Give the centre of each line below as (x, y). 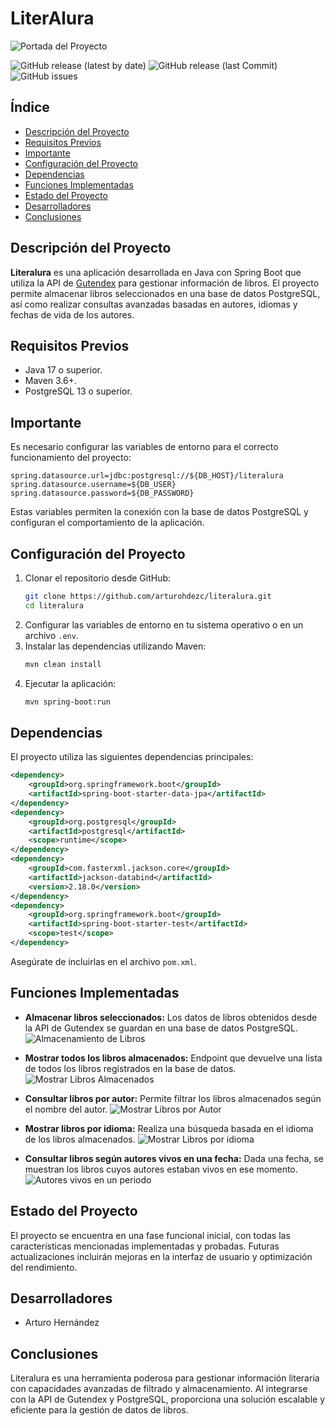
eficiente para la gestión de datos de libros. (99, 1410)
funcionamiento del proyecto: (71, 458)
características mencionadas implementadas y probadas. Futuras (145, 1246)
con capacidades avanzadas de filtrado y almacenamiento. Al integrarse (159, 1389)
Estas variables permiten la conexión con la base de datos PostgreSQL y (159, 512)
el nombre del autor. (66, 1109)
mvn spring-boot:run (67, 702)
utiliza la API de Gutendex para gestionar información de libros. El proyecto (165, 283)
